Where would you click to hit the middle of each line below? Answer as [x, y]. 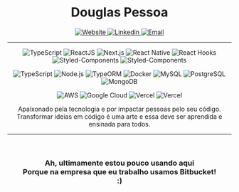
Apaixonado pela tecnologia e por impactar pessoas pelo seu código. [119, 109]
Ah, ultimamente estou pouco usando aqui [119, 163]
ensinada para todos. [119, 124]
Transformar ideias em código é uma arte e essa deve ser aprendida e [119, 116]
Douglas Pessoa [119, 12]
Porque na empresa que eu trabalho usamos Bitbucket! [119, 171]
